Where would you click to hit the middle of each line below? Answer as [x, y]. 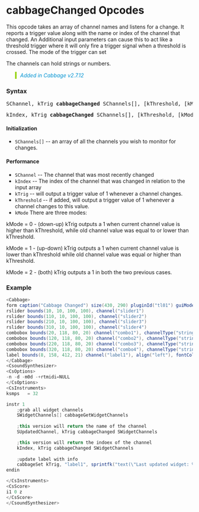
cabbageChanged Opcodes [75, 10]
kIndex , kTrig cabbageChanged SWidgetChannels [75, 448]
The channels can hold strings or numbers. [59, 63]
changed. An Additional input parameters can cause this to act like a [89, 39]
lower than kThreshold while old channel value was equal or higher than [94, 254]
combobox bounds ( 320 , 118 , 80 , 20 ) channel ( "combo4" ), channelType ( [92, 349]
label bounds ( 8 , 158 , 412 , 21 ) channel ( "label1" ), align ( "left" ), [90, 355]
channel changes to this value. [52, 206]
